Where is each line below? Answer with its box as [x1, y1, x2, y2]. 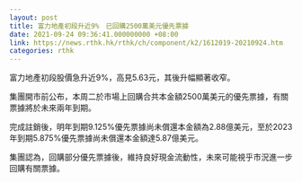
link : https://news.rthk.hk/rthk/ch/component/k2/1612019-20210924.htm [9, 38, 283, 48]
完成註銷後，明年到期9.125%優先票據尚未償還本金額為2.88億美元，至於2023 [9, 122, 293, 133]
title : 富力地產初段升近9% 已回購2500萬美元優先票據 [9, 22, 190, 30]
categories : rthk [9, 47, 75, 56]
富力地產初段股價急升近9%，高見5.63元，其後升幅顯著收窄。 [9, 73, 235, 83]
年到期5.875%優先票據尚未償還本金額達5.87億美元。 [9, 133, 204, 143]
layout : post [9, 13, 58, 22]
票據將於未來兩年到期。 [9, 102, 96, 113]
